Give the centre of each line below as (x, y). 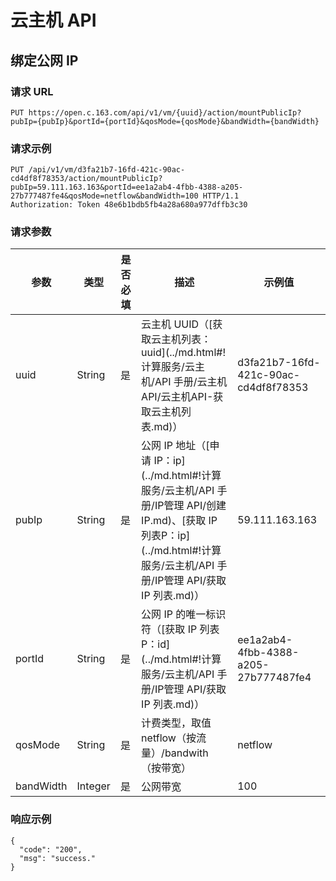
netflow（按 (169, 738)
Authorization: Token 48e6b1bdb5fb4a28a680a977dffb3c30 (129, 205)
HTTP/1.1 (221, 196)
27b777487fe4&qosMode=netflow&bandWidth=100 (104, 196)
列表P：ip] (166, 536)
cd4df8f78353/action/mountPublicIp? (86, 179)
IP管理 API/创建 (190, 506)
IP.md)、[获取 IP (179, 521)
